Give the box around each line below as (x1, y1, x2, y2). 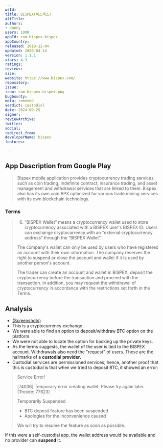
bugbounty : (5, 94, 27, 99)
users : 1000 (5, 30, 29, 35)
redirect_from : (5, 131, 36, 135)
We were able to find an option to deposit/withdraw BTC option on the (12, 328, 153, 334)
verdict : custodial (5, 103, 45, 108)
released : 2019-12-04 (5, 44, 49, 49)
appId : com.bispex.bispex (5, 35, 58, 40)
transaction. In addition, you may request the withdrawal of (17, 280, 136, 286)
